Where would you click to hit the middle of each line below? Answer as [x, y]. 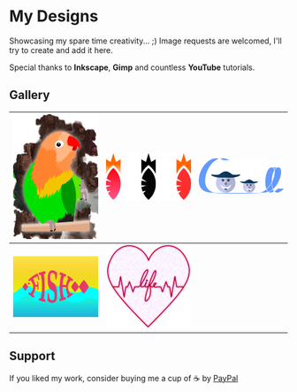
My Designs [54, 16]
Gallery [30, 95]
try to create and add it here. [61, 50]
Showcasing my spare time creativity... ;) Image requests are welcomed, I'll [146, 41]
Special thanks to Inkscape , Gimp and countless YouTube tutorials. [132, 67]
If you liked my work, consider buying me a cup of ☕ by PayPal [124, 378]
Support [32, 356]
